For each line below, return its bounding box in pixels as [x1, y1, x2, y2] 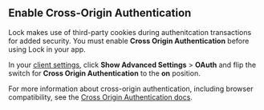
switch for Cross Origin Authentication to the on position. [8, 68, 201, 78]
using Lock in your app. [8, 44, 86, 54]
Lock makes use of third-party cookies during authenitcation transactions [8, 27, 252, 37]
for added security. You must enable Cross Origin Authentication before [8, 36, 250, 45]
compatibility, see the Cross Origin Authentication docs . [8, 92, 193, 102]
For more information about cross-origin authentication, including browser [8, 84, 254, 93]
